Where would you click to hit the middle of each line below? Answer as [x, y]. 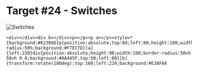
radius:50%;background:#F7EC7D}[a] [50, 48]
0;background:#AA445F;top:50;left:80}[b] [76, 58]
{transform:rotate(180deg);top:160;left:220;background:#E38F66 [87, 63]
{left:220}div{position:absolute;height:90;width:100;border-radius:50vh [99, 53]
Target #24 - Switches [62, 11]
